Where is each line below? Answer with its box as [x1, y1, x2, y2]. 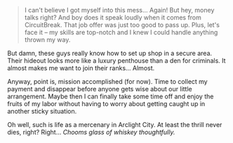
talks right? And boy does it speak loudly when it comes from [24, 13, 202, 22]
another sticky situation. [7, 107, 77, 115]
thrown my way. [24, 36, 71, 44]
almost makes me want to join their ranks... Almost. [7, 64, 155, 72]
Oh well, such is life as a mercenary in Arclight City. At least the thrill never [7, 121, 222, 128]
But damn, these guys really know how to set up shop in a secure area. [7, 49, 213, 57]
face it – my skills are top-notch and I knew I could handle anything [24, 28, 218, 36]
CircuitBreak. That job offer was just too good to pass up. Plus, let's [24, 21, 220, 29]
